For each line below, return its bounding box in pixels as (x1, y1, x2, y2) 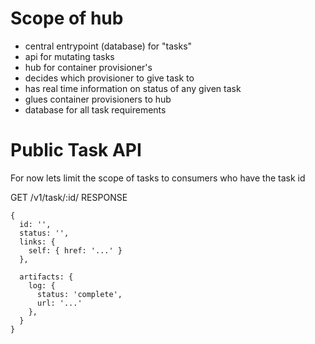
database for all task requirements (24, 103, 167, 116)
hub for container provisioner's (24, 61, 153, 73)
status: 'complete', (36, 289, 123, 299)
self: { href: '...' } (28, 245, 123, 256)
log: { (28, 280, 56, 291)
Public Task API (10, 139, 142, 162)
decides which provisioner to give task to (24, 72, 195, 84)
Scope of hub (10, 7, 124, 30)
